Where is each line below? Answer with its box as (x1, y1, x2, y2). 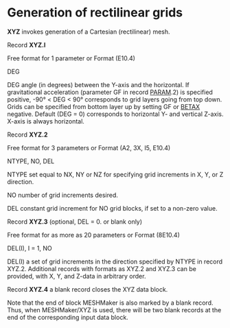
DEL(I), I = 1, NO (7, 244, 53, 252)
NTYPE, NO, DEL (7, 156, 55, 165)
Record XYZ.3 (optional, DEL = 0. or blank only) (7, 218, 143, 226)
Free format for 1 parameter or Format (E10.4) (7, 54, 136, 62)
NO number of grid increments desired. (7, 191, 119, 199)
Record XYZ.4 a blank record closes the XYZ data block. (7, 285, 168, 293)
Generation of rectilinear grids (7, 5, 183, 21)
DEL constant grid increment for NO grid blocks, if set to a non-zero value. (7, 204, 218, 212)
